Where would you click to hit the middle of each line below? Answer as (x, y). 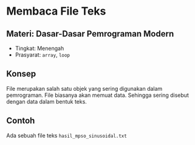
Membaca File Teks (56, 11)
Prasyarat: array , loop (43, 55)
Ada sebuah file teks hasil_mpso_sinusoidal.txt (67, 135)
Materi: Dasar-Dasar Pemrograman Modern (90, 34)
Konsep (21, 74)
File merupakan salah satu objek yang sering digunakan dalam (84, 88)
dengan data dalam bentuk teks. (46, 101)
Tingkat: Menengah (39, 48)
